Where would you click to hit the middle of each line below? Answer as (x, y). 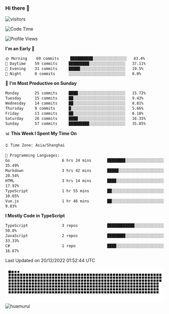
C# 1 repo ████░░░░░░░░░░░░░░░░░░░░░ (85, 246)
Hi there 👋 (18, 8)
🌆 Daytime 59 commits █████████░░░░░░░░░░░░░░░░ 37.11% (75, 64)
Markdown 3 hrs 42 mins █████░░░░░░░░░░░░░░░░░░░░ (85, 171)
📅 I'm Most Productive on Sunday (41, 83)
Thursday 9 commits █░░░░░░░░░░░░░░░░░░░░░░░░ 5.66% (74, 109)
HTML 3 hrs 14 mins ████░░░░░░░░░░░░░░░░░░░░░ (85, 181)
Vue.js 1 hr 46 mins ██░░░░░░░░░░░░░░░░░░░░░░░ (85, 201)
